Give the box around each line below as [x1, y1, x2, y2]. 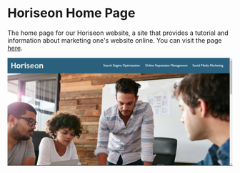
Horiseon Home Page [7, 5, 136, 21]
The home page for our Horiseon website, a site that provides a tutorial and [7, 28, 229, 37]
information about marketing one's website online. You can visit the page [7, 36, 222, 44]
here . [7, 43, 23, 52]
